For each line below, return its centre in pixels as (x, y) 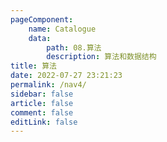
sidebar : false (42, 94)
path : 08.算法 (74, 47)
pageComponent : (42, 19)
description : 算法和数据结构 (101, 57)
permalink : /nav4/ (48, 85)
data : (40, 38)
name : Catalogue (62, 29)
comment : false (42, 112)
